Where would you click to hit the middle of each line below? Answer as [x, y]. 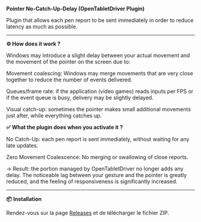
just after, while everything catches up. [54, 115]
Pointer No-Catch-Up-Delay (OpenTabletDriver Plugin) [75, 9]
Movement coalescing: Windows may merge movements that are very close [100, 73]
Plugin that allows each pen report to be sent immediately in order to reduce [100, 20]
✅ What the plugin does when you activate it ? [65, 127]
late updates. [22, 145]
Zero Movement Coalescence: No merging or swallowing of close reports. [97, 157]
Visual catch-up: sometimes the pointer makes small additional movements [99, 109]
